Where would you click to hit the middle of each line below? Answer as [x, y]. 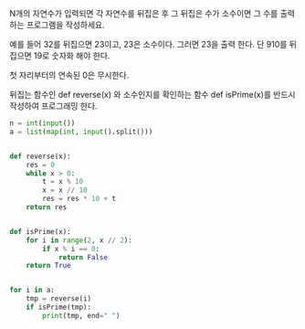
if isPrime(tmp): [59, 307]
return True [48, 266]
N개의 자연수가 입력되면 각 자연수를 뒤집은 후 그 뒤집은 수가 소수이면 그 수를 [144, 13]
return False [83, 257]
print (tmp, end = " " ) [81, 315]
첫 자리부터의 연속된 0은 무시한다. [69, 75]
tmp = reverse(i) [59, 299]
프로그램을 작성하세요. [65, 25]
